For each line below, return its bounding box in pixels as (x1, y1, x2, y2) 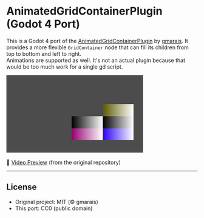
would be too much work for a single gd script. (6, 63, 123, 70)
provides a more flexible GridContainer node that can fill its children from (6, 44, 189, 51)
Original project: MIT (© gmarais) (15, 198, 98, 205)
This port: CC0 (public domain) (15, 205, 93, 212)
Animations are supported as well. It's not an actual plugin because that (6, 56, 185, 64)
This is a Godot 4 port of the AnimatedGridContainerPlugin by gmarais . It (6, 37, 188, 44)
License (6, 182, 37, 192)
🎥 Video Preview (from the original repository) (6, 158, 121, 166)
